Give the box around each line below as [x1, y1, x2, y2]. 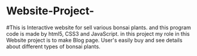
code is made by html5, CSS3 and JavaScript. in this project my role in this [6, 30, 190, 37]
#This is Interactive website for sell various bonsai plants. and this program [6, 24, 192, 31]
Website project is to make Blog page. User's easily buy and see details [6, 36, 183, 43]
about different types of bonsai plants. [6, 43, 101, 50]
